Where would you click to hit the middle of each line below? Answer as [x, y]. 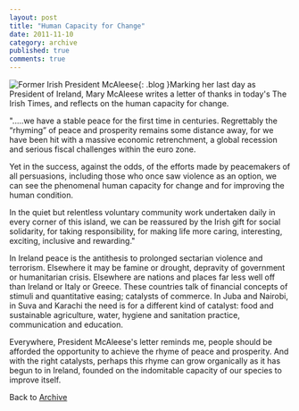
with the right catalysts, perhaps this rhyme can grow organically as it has [145, 361]
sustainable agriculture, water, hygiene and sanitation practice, [125, 315]
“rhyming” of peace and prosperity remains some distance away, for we [141, 130]
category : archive [43, 42]
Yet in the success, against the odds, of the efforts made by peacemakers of [150, 167]
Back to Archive [38, 397]
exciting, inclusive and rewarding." [72, 241]
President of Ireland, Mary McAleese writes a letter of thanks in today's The [148, 94]
